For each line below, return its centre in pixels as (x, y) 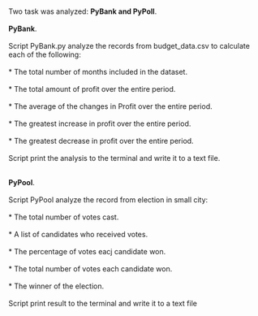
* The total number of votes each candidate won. (90, 269)
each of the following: (45, 54)
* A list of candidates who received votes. (78, 234)
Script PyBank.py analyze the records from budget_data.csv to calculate (129, 46)
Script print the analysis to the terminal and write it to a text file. (114, 158)
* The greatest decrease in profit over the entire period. (101, 141)
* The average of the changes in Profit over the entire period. (110, 106)
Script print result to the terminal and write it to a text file (103, 303)
